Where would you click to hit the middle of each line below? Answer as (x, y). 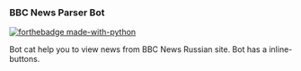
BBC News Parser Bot (57, 13)
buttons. (25, 59)
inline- (281, 49)
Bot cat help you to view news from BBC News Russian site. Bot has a (138, 49)
